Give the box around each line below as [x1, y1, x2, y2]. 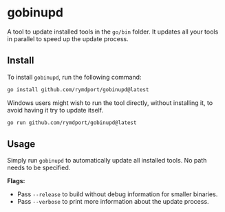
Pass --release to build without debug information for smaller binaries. [17, 190, 218, 198]
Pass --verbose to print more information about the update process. [17, 198, 209, 206]
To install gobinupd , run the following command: [7, 73, 142, 81]
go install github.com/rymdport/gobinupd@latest [7, 86, 149, 93]
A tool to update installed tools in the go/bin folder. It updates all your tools [7, 27, 219, 36]
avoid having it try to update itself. [7, 106, 104, 114]
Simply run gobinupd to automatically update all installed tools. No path [7, 156, 207, 165]
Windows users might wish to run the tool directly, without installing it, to [7, 98, 213, 107]
